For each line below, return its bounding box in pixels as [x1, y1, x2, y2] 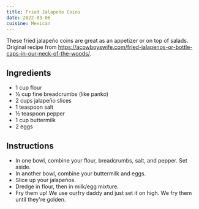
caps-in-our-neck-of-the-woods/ [6, 50, 90, 57]
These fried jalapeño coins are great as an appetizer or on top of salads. [6, 37, 189, 45]
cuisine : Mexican [6, 20, 51, 26]
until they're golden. [15, 196, 66, 203]
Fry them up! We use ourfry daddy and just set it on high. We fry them [15, 189, 192, 196]
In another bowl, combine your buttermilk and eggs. [15, 170, 146, 177]
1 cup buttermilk [15, 117, 56, 124]
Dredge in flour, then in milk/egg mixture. [15, 183, 119, 190]
